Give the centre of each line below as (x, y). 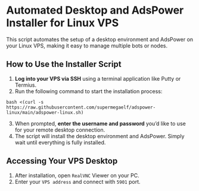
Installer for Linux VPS (63, 23)
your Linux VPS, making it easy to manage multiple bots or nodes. (87, 46)
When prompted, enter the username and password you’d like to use (100, 123)
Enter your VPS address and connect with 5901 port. (78, 182)
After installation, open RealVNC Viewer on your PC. (77, 175)
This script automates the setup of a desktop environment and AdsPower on (100, 39)
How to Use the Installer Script (64, 64)
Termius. (26, 85)
